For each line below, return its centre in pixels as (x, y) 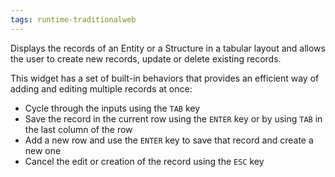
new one (43, 150)
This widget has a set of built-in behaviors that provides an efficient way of (165, 78)
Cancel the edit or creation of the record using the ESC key (144, 161)
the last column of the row (78, 129)
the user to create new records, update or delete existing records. (146, 58)
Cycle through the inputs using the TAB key (112, 108)
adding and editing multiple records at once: (101, 88)
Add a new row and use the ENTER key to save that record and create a (169, 140)
